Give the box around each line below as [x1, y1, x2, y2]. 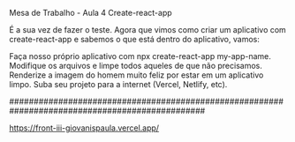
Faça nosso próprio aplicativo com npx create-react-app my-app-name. [9, 51, 271, 61]
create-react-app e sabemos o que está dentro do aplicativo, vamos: [9, 34, 261, 44]
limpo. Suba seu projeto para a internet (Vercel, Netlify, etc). [9, 79, 228, 89]
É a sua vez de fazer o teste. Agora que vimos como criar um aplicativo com [9, 25, 287, 34]
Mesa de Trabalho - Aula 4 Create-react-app [9, 8, 172, 18]
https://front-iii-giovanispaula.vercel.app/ [9, 123, 160, 133]
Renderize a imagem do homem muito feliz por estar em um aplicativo [9, 70, 264, 80]
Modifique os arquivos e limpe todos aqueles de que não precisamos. [9, 61, 262, 71]
